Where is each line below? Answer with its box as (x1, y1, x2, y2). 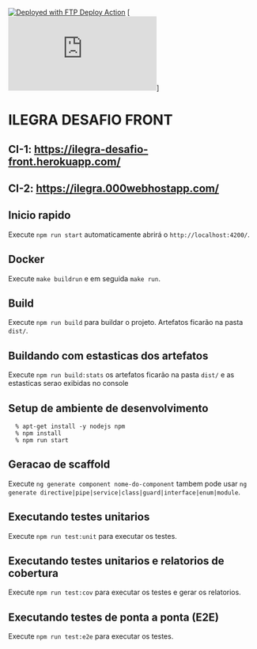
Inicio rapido (8, 208, 71, 222)
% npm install (15, 429, 62, 437)
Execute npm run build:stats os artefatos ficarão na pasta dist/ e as (8, 370, 235, 380)
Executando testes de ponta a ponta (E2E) (8, 610, 219, 624)
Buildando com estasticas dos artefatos (8, 349, 209, 362)
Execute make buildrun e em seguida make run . (8, 273, 161, 283)
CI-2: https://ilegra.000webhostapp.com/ (8, 181, 220, 195)
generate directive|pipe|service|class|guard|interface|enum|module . (8, 487, 241, 497)
